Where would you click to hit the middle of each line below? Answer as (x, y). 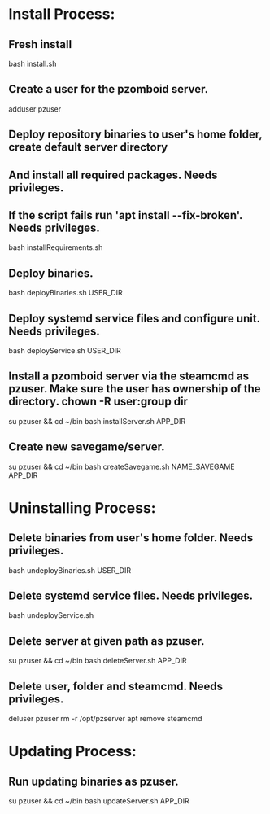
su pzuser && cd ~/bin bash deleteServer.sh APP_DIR (98, 661)
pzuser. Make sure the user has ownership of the (135, 389)
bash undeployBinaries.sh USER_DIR (70, 570)
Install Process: (62, 14)
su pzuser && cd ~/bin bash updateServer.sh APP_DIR (99, 801)
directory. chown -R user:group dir (98, 402)
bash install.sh (33, 63)
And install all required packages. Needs (113, 175)
